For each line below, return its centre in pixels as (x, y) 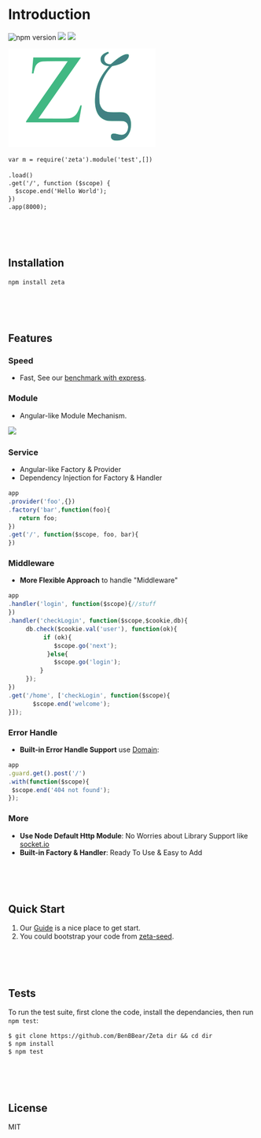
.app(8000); (28, 206)
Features (30, 338)
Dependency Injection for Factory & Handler (91, 478)
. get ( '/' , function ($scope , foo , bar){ (74, 535)
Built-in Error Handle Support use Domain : (89, 749)
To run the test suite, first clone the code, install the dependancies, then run (131, 1012)
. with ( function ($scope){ (49, 782)
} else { (57, 654)
